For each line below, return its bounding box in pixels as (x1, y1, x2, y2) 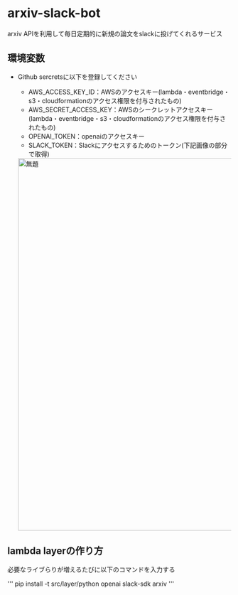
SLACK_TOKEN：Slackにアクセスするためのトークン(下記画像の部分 (28, 141, 227, 149)
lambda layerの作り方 (7, 545, 104, 557)
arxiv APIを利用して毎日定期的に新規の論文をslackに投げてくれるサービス (7, 29, 223, 38)
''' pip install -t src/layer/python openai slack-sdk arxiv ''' (7, 579, 175, 588)
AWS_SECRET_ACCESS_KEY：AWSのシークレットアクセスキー (28, 105, 213, 114)
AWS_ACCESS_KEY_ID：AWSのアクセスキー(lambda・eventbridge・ (28, 87, 230, 96)
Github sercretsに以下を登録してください (17, 73, 138, 81)
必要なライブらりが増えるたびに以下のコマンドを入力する (7, 565, 175, 574)
